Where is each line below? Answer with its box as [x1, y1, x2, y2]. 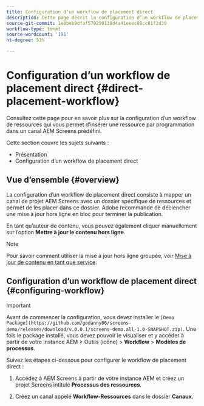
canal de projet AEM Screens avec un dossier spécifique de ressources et [6, 197, 191, 205]
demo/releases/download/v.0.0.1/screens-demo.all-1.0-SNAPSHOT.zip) [6, 326, 183, 333]
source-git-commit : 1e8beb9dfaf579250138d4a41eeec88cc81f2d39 [6, 20, 167, 26]
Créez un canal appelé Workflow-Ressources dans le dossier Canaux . [15, 393, 194, 400]
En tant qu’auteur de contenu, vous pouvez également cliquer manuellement [6, 222, 197, 229]
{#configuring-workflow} [6, 286, 105, 296]
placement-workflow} [6, 95, 120, 108]
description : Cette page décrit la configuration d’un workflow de [6, 15, 181, 21]
